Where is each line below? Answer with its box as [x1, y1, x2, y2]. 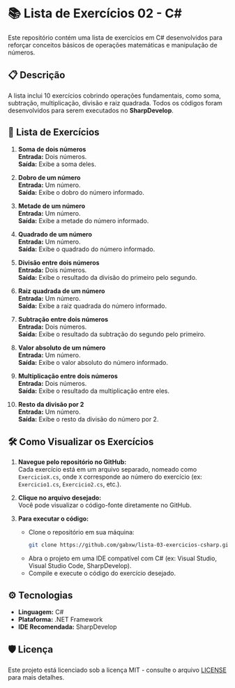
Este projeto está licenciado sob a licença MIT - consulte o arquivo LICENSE [8, 666, 227, 674]
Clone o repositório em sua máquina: [28, 528, 135, 537]
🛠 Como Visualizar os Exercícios [8, 435, 154, 447]
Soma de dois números [17, 144, 86, 154]
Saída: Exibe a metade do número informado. [17, 216, 149, 225]
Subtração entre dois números [17, 315, 109, 323]
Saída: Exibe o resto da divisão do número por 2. [17, 414, 159, 423]
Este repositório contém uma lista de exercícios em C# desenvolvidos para [8, 33, 222, 42]
